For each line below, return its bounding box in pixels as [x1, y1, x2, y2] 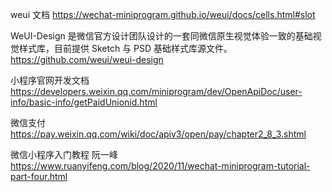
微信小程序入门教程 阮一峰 [10, 149, 118, 160]
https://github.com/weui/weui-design [10, 54, 164, 65]
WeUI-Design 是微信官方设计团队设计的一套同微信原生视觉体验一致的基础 [10, 30, 313, 42]
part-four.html [10, 171, 68, 182]
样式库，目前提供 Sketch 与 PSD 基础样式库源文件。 [18, 43, 233, 54]
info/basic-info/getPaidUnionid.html [10, 96, 158, 108]
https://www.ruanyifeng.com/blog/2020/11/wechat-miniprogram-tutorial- [10, 160, 311, 172]
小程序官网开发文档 [10, 74, 90, 86]
